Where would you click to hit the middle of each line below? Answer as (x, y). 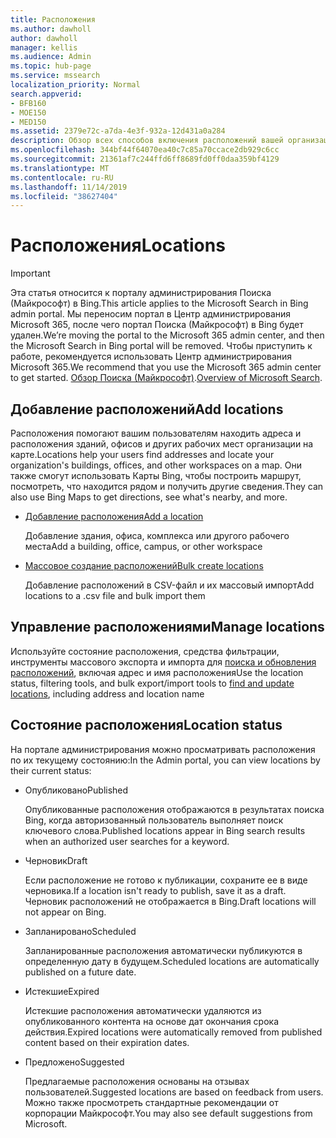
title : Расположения (53, 19)
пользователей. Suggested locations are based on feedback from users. (174, 1092)
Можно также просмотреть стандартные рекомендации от (151, 1102)
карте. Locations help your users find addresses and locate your (142, 454)
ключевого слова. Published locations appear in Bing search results (165, 830)
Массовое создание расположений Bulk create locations (144, 565)
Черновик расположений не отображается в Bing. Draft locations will (170, 901)
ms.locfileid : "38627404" (64, 196)
